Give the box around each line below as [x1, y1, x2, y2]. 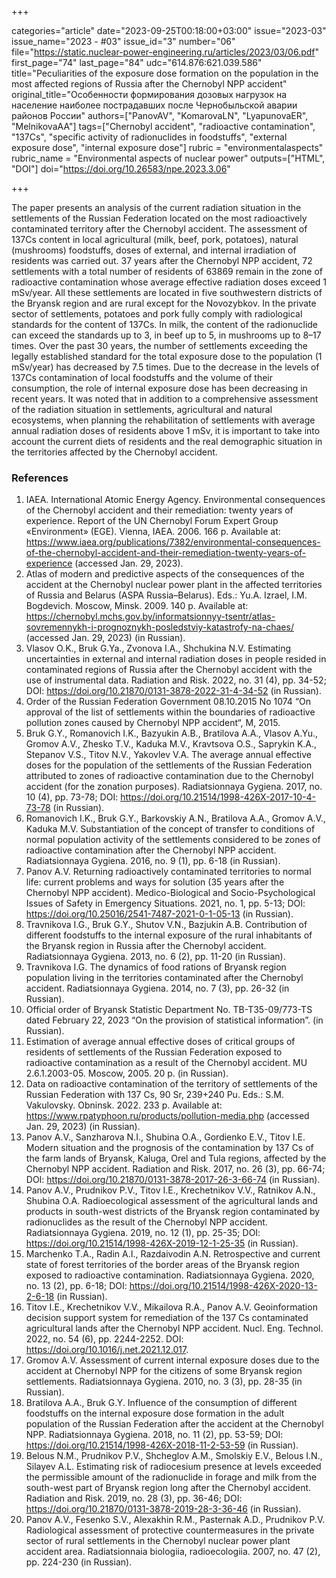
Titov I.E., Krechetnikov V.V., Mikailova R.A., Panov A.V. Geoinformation [25, 1301, 318, 1313]
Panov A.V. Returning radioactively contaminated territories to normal [25, 866, 312, 878]
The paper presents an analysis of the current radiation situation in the [11, 202, 302, 213]
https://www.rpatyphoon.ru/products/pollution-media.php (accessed [25, 1110, 310, 1122]
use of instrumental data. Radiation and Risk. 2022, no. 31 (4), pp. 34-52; [25, 674, 327, 686]
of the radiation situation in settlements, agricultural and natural [11, 404, 273, 415]
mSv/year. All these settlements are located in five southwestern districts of [11, 287, 323, 298]
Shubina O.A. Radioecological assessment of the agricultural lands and [25, 1195, 318, 1207]
